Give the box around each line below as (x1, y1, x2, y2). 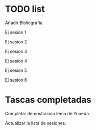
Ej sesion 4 (5, 58, 27, 64)
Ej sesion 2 (5, 38, 27, 45)
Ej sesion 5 (5, 67, 27, 73)
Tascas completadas (5, 95, 92, 105)
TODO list (5, 3, 45, 15)
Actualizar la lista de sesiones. (5, 120, 67, 126)
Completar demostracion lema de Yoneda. (5, 110, 91, 116)
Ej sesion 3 (5, 48, 27, 54)
